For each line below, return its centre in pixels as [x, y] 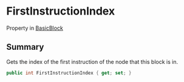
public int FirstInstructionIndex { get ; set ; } [69, 73]
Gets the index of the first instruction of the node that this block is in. [92, 61]
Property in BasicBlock [35, 28]
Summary [25, 47]
